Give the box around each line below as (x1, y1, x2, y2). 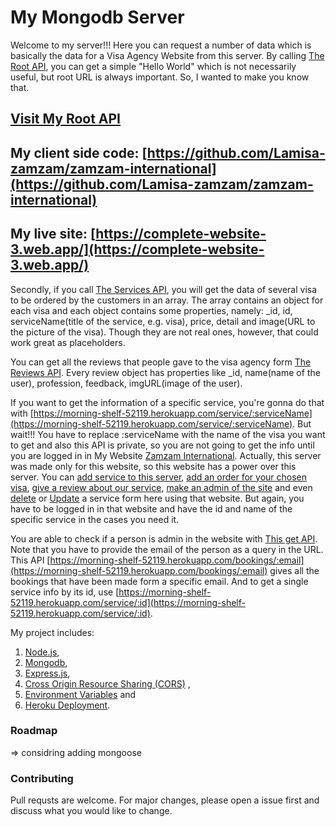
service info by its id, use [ (10, 586, 120, 598)
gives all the (269, 564, 320, 576)
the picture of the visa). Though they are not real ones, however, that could (10, 326, 319, 338)
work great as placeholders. (10, 336, 126, 348)
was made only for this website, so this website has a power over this (10, 460, 297, 472)
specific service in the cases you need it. (10, 513, 180, 525)
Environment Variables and (24, 688, 137, 700)
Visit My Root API (10, 111, 122, 128)
